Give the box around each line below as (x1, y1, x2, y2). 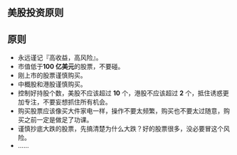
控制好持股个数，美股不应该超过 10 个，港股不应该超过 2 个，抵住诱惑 (17, 89, 223, 97)
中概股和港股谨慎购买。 (17, 80, 87, 89)
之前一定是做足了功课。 (23, 116, 93, 124)
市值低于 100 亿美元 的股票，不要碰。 (17, 63, 125, 71)
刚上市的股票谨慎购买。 (17, 71, 87, 80)
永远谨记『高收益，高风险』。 (17, 53, 102, 62)
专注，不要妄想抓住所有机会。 (23, 98, 112, 107)
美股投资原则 (7, 6, 64, 19)
